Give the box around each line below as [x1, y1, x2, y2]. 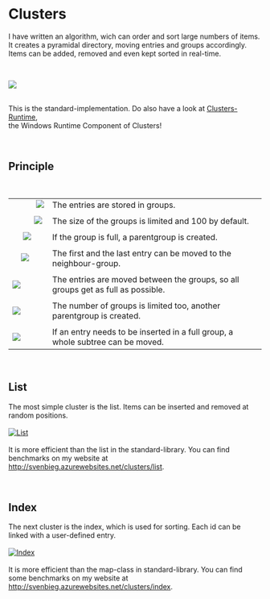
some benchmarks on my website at [8, 573, 129, 583]
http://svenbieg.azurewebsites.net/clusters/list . [8, 461, 165, 472]
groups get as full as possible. [51, 284, 166, 295]
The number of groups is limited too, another [51, 300, 221, 311]
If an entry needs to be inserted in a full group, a [51, 326, 234, 337]
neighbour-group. [51, 257, 121, 268]
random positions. [8, 410, 68, 420]
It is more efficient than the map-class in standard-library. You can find [8, 565, 243, 575]
